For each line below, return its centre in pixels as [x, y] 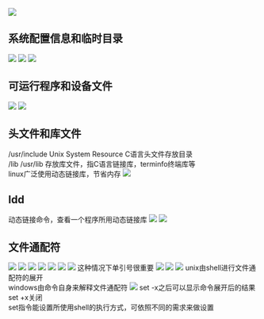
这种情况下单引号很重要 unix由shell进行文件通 [166, 268]
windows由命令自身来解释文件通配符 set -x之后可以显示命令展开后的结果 [132, 288]
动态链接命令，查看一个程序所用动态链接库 [78, 220]
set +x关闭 [25, 298]
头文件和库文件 [45, 134]
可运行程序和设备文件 [60, 86]
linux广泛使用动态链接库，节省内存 [65, 174]
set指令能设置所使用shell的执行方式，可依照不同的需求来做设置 [111, 307]
